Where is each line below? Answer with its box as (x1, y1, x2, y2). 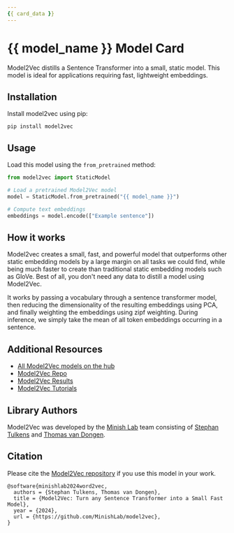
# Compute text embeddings (7, 205, 86, 213)
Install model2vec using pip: (7, 110, 89, 118)
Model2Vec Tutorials (17, 384, 78, 393)
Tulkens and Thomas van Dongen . (7, 430, 106, 439)
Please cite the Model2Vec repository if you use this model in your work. (7, 469, 217, 477)
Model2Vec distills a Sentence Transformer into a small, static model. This (7, 64, 220, 72)
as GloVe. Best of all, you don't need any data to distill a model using (7, 272, 205, 281)
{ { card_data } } (7, 10, 54, 17)
